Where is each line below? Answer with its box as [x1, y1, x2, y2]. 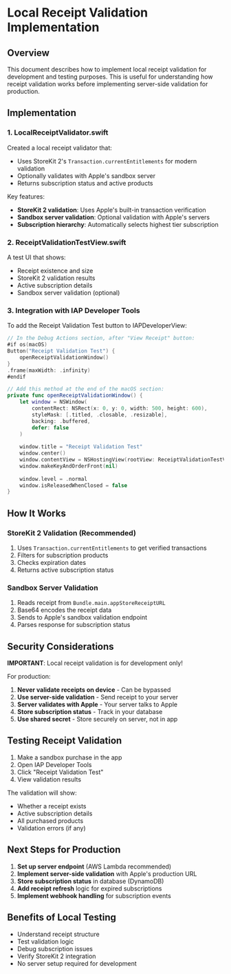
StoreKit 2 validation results [16, 274, 96, 282]
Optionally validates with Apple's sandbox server [16, 171, 156, 180]
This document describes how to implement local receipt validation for [7, 66, 207, 73]
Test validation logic [16, 937, 74, 946]
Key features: [7, 192, 45, 201]
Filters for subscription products [16, 550, 109, 559]
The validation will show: [7, 788, 77, 797]
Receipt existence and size [16, 266, 93, 275]
